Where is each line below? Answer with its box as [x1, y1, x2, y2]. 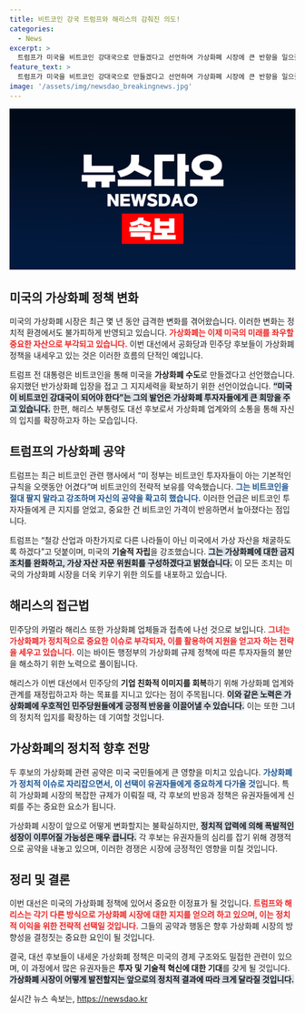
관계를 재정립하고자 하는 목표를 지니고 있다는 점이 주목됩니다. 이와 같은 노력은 [9, 688, 283, 700]
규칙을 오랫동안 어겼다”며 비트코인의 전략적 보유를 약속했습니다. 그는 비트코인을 [9, 481, 289, 491]
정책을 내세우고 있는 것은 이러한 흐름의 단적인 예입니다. [9, 350, 203, 361]
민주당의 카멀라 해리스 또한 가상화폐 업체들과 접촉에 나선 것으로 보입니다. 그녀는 [9, 623, 290, 634]
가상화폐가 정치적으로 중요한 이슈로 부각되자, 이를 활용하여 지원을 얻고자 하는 [9, 635, 279, 646]
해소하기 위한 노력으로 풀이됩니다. [18, 658, 138, 669]
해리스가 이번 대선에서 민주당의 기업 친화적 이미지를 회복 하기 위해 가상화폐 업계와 [9, 677, 295, 688]
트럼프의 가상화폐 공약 [9, 444, 125, 460]
